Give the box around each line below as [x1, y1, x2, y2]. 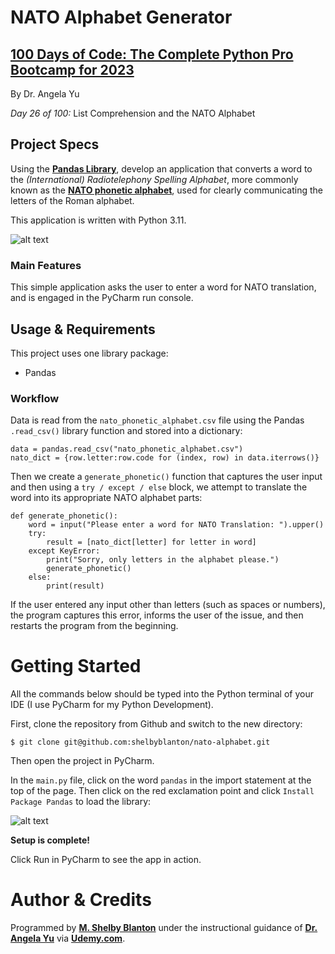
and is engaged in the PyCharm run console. [10, 292, 194, 304]
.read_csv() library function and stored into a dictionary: [10, 425, 243, 437]
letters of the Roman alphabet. [10, 194, 135, 206]
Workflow [10, 391, 60, 405]
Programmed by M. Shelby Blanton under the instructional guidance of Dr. [10, 922, 318, 934]
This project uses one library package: [10, 347, 169, 359]
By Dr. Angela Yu [10, 88, 80, 100]
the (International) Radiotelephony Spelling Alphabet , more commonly [10, 173, 299, 185]
